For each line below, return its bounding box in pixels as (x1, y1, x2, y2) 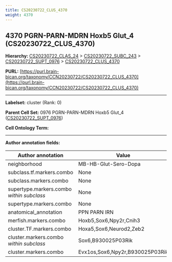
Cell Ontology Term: (5, 125, 49, 131)
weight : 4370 (5, 12, 33, 17)
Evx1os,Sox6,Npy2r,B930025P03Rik (78, 249, 168, 256)
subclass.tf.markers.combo (8, 169, 73, 176)
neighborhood (8, 160, 42, 167)
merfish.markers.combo (8, 217, 66, 224)
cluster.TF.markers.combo (8, 226, 72, 233)
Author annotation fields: (5, 140, 60, 146)
